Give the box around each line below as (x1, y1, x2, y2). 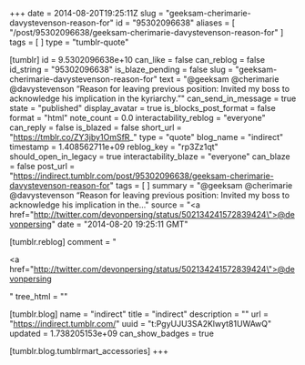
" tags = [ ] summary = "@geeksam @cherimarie (109, 180, 293, 190)
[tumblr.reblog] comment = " (9, 237, 117, 247)
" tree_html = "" (9, 291, 68, 301)
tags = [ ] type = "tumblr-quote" (9, 36, 129, 47)
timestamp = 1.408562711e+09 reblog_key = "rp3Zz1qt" (9, 141, 219, 152)
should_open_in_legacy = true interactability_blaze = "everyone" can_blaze (9, 151, 290, 162)
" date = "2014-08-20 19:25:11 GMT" (51, 218, 188, 229)
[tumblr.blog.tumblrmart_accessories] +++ (9, 346, 169, 356)
